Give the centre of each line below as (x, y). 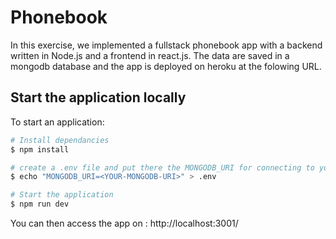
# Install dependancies (60, 140)
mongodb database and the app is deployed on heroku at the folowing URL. (166, 66)
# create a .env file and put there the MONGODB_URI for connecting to (162, 167)
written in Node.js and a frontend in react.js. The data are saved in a (150, 55)
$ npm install (40, 149)
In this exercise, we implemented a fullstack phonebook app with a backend (166, 45)
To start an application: (57, 122)
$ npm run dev (40, 204)
